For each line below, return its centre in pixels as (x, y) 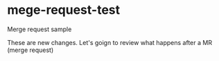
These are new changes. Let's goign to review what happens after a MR (110, 42)
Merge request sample (40, 29)
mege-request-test (64, 10)
